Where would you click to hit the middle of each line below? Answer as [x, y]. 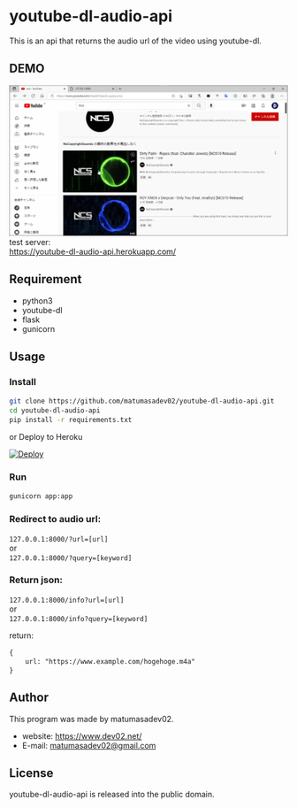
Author [29, 698]
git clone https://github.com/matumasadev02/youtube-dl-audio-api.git [142, 401]
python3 [37, 300]
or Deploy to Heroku [46, 437]
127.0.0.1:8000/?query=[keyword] [71, 558]
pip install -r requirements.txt [71, 420]
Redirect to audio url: [55, 519]
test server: [30, 242]
